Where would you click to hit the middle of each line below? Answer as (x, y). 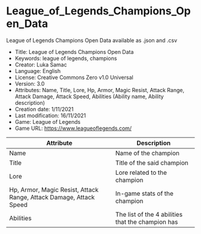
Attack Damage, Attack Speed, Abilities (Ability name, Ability (89, 96)
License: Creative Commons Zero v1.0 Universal (74, 77)
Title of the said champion (152, 163)
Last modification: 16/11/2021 (50, 116)
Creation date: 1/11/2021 (44, 109)
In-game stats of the (144, 193)
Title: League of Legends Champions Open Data (74, 51)
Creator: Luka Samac (41, 65)
